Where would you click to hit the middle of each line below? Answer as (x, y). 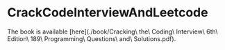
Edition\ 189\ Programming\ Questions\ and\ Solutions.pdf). (92, 38)
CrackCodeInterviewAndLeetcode (108, 13)
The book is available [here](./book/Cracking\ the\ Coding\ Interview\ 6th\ (112, 32)
